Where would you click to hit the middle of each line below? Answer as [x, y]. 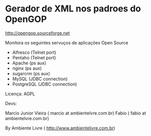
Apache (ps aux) [29, 63]
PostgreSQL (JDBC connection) [45, 84]
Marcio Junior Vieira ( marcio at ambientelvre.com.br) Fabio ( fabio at [75, 113]
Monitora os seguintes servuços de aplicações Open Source [67, 42]
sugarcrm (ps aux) [31, 73]
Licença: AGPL [20, 94]
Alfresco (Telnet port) [34, 52]
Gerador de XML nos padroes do [73, 9]
